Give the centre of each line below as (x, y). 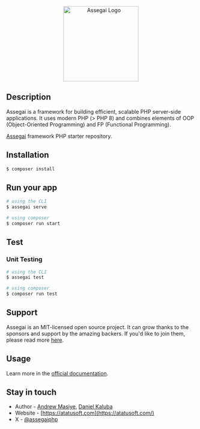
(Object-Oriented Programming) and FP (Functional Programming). (89, 124)
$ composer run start (33, 223)
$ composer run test (32, 294)
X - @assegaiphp (36, 419)
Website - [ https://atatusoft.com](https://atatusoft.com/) (84, 413)
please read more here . (35, 340)
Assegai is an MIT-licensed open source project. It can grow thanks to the (98, 327)
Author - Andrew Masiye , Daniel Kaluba (64, 407)
